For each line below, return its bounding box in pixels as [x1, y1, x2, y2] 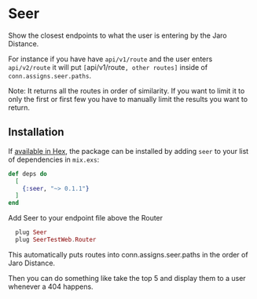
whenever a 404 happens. [8, 282, 94, 291]
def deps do [8, 170, 47, 177]
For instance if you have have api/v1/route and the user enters [8, 54, 213, 64]
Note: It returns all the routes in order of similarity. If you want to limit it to [8, 86, 245, 95]
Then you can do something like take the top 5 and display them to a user [8, 273, 246, 283]
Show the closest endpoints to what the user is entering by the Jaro [8, 31, 227, 40]
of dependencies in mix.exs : [8, 155, 100, 164]
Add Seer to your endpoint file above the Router [8, 213, 163, 223]
